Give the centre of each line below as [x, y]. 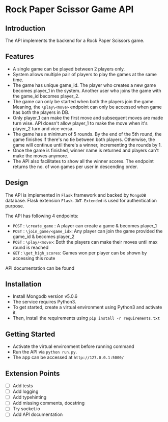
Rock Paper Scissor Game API [69, 9]
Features [20, 56]
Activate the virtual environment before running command [73, 346]
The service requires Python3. [44, 302]
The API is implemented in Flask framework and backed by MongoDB [76, 195]
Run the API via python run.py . [45, 352]
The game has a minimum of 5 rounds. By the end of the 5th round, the [87, 134]
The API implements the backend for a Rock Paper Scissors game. [75, 40]
